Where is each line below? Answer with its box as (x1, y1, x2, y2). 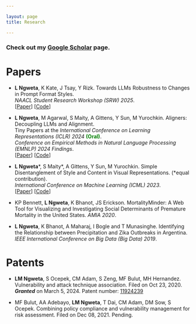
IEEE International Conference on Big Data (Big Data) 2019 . (14, 235, 157, 243)
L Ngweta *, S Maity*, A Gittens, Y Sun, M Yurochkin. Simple (14, 163, 157, 170)
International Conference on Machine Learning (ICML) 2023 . (14, 182, 162, 189)
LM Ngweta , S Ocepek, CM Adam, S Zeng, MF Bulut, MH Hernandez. (14, 275, 181, 282)
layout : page (6, 13, 38, 19)
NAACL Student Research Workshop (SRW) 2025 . (14, 97, 135, 104)
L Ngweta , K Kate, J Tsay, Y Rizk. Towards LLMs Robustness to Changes (14, 84, 190, 91)
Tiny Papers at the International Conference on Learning (14, 127, 150, 134)
